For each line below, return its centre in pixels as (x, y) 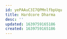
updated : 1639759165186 (30, 24)
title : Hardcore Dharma (30, 15)
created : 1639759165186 (30, 29)
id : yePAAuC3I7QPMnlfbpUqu (34, 10)
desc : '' (14, 19)
